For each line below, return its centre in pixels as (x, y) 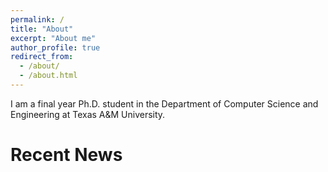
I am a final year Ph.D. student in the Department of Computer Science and (164, 103)
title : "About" (42, 29)
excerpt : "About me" (53, 38)
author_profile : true (55, 47)
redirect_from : (42, 57)
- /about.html (48, 76)
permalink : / (37, 19)
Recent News (66, 155)
